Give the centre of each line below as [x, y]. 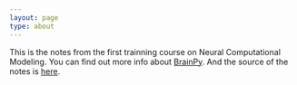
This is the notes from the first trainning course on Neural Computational [145, 52]
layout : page [34, 18]
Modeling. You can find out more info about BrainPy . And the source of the [149, 61]
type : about [32, 26]
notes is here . [35, 71]
